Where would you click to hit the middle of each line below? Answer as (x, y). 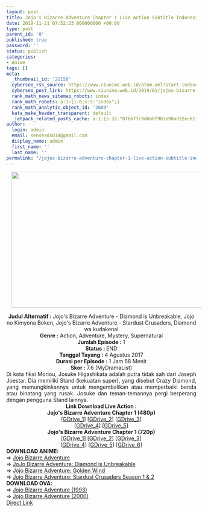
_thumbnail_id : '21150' (41, 79)
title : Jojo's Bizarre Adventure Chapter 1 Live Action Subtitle (90, 18)
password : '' (23, 46)
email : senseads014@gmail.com (49, 136)
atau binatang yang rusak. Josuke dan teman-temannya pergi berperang (101, 394)
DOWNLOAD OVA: (30, 484)
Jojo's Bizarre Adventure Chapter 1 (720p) (101, 432)
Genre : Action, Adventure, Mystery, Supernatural (101, 335)
